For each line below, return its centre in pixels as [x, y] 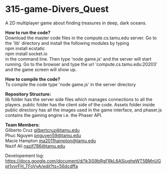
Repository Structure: [28, 94]
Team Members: [22, 125]
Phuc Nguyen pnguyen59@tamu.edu [43, 135]
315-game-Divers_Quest [57, 9]
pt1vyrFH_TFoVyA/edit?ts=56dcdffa [42, 166]
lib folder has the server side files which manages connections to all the [79, 99]
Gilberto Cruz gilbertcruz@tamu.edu [42, 130]
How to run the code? [28, 32]
